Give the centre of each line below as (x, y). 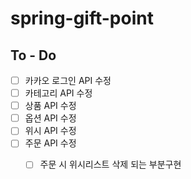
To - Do (33, 55)
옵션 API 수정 (50, 118)
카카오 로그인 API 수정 (68, 80)
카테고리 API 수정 (58, 93)
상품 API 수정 (50, 106)
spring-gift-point (82, 18)
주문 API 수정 (50, 143)
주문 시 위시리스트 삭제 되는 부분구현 (110, 164)
